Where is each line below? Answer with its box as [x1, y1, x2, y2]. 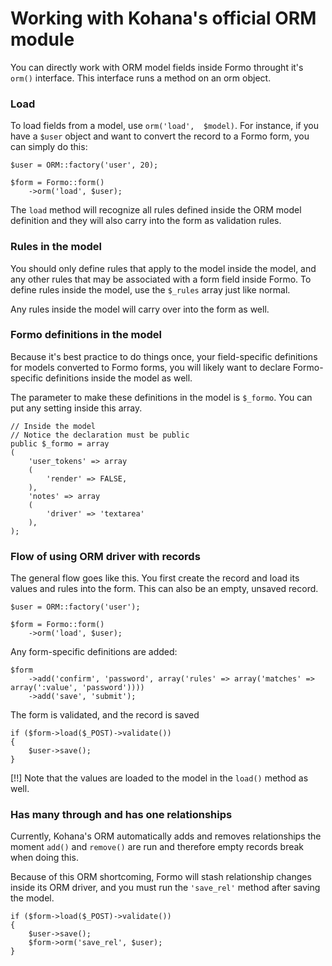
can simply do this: [10, 141, 88, 153]
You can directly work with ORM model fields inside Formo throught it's [10, 61, 304, 73]
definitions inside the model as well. [45, 372, 193, 384]
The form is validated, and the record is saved [10, 709, 200, 721]
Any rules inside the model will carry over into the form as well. [10, 303, 270, 315]
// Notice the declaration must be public [10, 430, 190, 440]
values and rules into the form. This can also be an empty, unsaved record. [10, 583, 319, 595]
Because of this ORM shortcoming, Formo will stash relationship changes [10, 871, 312, 883]
